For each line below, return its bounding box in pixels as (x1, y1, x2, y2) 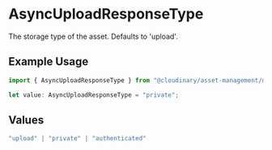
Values (8, 113, 45, 127)
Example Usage (8, 55, 89, 69)
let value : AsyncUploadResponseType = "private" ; (8, 90, 180, 99)
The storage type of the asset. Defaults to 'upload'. (8, 31, 178, 41)
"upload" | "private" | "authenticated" (8, 135, 147, 143)
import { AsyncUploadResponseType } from (8, 76, 151, 85)
